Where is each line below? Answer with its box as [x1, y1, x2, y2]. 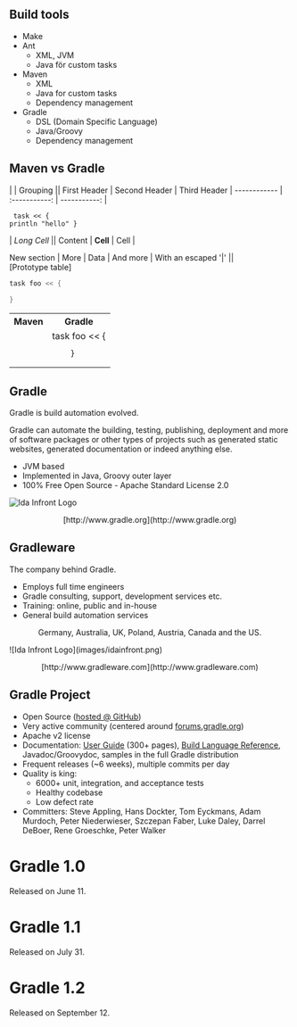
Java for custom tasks [35, 87, 118, 98]
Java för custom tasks [35, 59, 118, 70]
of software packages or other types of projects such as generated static [9, 435, 278, 445]
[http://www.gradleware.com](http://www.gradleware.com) [41, 661, 259, 672]
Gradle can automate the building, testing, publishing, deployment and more [9, 425, 289, 435]
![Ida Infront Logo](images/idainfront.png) [9, 644, 163, 655]
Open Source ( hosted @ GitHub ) [21, 711, 142, 722]
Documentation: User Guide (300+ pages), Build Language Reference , [21, 740, 281, 750]
